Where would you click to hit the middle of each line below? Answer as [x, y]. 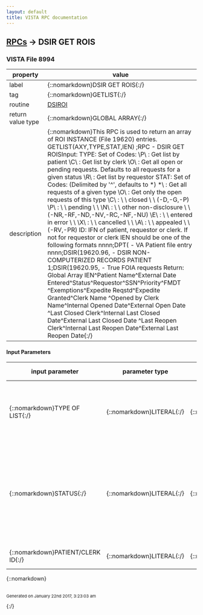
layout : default [27, 12]
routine [19, 105]
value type [24, 122]
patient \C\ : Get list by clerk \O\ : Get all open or [115, 162]
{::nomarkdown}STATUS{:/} [48, 494]
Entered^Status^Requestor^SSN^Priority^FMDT [114, 283]
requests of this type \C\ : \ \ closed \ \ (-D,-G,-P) [118, 200]
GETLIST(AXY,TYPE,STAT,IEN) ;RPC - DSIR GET [116, 147]
